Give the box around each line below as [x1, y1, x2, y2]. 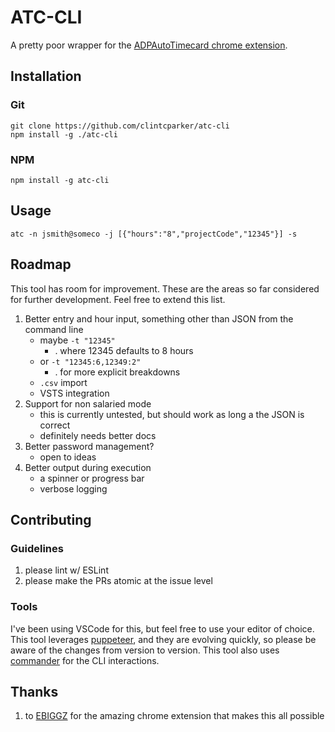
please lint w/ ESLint [24, 564, 109, 576]
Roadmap [10, 256, 72, 273]
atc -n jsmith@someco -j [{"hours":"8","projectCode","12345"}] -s [10, 229, 298, 239]
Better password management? [24, 440, 155, 452]
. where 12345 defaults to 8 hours [54, 344, 194, 356]
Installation [10, 68, 82, 85]
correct [39, 419, 71, 431]
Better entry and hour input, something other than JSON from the [24, 312, 294, 325]
